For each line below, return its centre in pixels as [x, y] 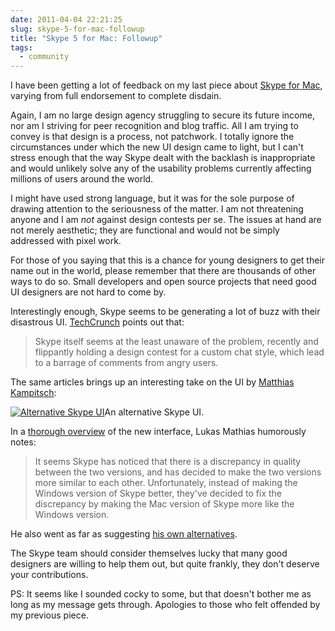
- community [44, 57]
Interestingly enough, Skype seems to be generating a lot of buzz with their [165, 312]
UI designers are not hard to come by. [88, 292]
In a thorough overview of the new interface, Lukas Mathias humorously [158, 432]
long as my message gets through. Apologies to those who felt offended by [165, 605]
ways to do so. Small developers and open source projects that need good [163, 282]
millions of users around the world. [82, 179]
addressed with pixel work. [66, 241]
